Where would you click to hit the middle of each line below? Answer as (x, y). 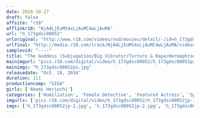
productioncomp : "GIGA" (36, 84)
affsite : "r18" (25, 23)
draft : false (22, 17)
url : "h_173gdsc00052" (34, 34)
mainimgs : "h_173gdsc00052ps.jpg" (49, 67)
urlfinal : (18, 45)
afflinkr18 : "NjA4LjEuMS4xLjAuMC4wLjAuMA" (60, 28)
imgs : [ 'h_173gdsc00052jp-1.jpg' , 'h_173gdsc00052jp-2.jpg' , (84, 106)
